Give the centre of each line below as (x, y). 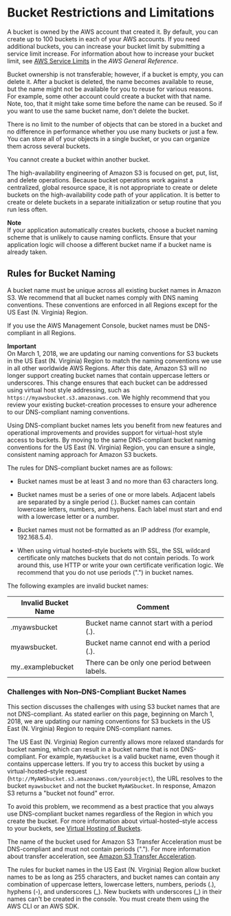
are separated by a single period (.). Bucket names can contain (106, 502)
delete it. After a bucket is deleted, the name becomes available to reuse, (110, 81)
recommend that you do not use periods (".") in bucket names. (105, 572)
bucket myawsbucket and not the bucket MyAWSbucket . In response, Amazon (112, 786)
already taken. (27, 252)
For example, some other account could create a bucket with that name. (109, 96)
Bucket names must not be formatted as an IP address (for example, (114, 530)
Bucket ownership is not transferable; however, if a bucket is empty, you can (115, 74)
